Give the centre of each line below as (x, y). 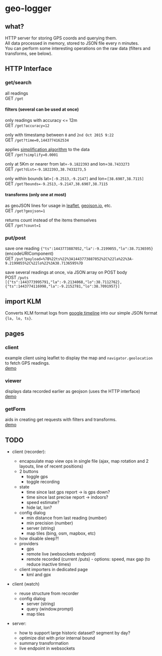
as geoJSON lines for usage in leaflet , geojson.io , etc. (59, 206)
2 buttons (29, 471)
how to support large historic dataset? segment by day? (75, 633)
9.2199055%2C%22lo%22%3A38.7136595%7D (44, 263)
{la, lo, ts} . (19, 318)
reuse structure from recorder (49, 593)
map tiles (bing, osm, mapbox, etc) (61, 533)
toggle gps (37, 477)
